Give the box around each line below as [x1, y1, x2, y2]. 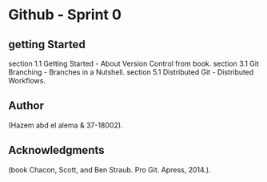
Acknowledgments [8, 144, 106, 157]
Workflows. [8, 76, 46, 85]
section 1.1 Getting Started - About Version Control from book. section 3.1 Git [8, 59, 260, 68]
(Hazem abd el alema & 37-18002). [8, 120, 123, 130]
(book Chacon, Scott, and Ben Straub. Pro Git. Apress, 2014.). [8, 164, 211, 174]
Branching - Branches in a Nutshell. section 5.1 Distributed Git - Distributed [8, 67, 254, 77]
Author [8, 99, 44, 113]
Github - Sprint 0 [8, 6, 122, 24]
